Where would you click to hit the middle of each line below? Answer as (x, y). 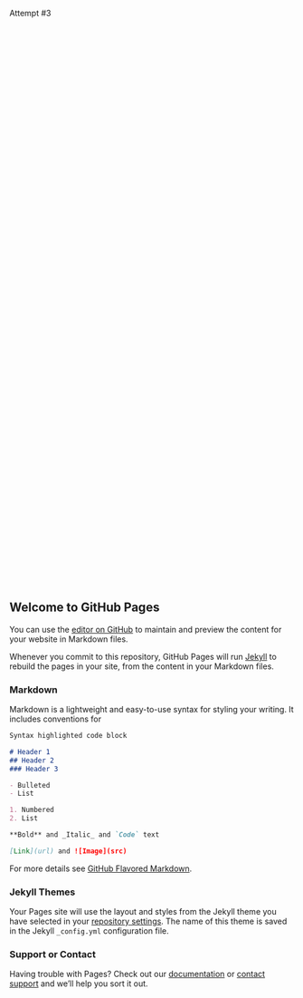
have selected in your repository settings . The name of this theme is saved (148, 921)
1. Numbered (32, 810)
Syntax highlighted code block (68, 736)
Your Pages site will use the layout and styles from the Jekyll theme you (143, 912)
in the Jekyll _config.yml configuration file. (89, 931)
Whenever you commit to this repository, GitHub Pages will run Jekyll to (143, 656)
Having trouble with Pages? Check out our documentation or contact (137, 974)
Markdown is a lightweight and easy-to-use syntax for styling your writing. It (151, 710)
